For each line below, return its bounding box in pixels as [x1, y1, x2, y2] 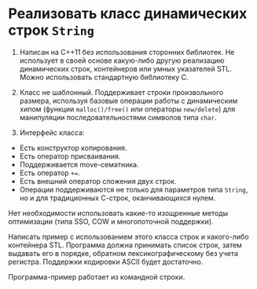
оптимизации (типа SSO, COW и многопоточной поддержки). [8, 217, 214, 226]
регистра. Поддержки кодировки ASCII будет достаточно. [8, 257, 204, 266]
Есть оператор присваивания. [19, 151, 121, 161]
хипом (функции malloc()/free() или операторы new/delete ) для [19, 104, 236, 114]
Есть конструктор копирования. [19, 143, 127, 152]
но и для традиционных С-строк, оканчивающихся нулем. [19, 193, 216, 203]
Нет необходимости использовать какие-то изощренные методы [8, 208, 229, 218]
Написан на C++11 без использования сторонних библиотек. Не [19, 47, 235, 57]
